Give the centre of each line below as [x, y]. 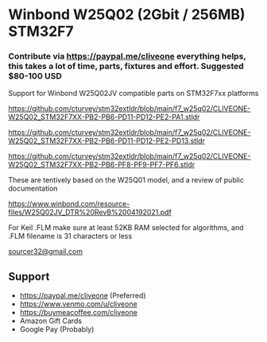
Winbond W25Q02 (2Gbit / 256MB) [127, 15]
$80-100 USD [35, 76]
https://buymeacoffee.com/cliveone [78, 313]
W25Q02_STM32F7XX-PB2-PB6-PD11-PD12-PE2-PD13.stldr [106, 141]
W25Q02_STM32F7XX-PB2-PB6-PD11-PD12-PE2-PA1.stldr [104, 117]
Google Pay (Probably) [57, 329]
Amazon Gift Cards [50, 321]
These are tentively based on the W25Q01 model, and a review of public [126, 180]
